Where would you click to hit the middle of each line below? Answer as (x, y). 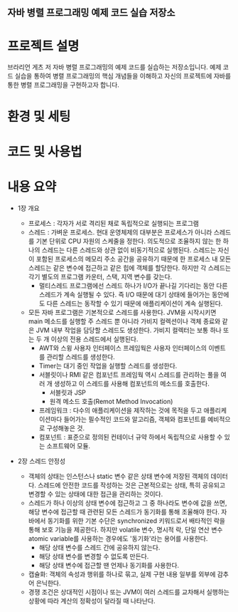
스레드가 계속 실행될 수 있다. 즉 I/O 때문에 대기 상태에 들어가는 (125, 294)
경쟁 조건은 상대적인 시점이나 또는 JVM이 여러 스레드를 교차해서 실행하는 (129, 592)
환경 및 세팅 (39, 116)
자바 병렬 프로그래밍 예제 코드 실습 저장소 (91, 13)
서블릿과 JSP (68, 392)
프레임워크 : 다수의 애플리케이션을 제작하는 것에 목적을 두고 (120, 410)
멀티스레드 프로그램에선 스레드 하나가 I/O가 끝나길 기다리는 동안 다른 (133, 285)
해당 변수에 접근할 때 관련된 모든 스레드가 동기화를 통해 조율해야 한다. (124, 512)
